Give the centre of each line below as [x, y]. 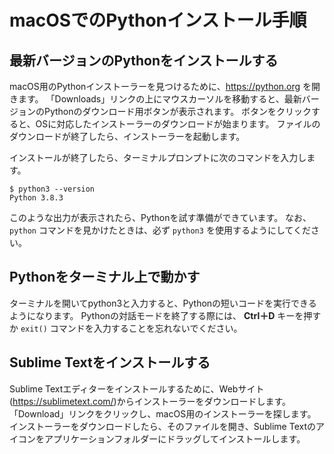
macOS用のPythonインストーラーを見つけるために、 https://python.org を [160, 86]
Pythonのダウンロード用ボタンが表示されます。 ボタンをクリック [177, 111]
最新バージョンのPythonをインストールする [144, 60]
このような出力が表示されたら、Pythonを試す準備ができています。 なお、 [160, 217]
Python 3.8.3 [36, 198]
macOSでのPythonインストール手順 [158, 20]
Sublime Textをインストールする [110, 362]
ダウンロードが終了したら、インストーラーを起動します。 [127, 136]
